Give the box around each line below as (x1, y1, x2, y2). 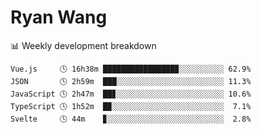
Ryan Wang (10, 6, 108, 29)
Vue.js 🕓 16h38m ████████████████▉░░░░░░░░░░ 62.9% (10, 64, 252, 74)
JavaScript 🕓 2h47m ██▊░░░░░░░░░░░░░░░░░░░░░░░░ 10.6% (10, 89, 252, 99)
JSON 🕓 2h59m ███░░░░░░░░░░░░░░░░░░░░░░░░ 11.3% (10, 76, 252, 86)
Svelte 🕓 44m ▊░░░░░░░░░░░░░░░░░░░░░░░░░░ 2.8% (10, 114, 252, 124)
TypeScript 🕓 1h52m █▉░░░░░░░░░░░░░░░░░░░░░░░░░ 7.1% (10, 101, 252, 111)
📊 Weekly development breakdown (10, 39, 157, 51)
